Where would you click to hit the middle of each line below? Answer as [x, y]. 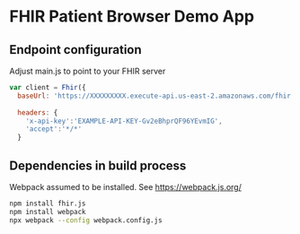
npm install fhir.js [48, 204]
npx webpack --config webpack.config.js [86, 220]
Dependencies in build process [98, 165]
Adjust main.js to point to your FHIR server [88, 71]
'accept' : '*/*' [54, 129]
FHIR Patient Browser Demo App [132, 17]
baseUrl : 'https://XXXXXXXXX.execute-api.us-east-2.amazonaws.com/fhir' [156, 96]
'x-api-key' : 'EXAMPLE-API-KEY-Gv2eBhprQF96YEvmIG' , [124, 121]
